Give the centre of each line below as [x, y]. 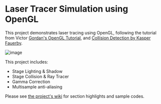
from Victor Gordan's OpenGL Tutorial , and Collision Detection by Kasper [78, 38]
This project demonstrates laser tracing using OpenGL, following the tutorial [81, 33]
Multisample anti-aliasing [37, 87]
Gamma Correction [31, 82]
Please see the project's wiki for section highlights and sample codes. [75, 96]
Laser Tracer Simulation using [67, 9]
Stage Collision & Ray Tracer [40, 76]
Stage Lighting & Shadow [37, 71]
